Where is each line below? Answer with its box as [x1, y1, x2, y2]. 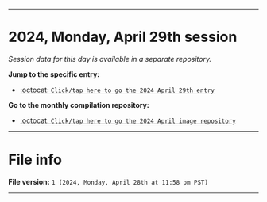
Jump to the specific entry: [8, 69, 100, 79]
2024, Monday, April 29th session [8, 29, 238, 46]
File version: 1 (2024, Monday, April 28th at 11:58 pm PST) [8, 177, 209, 186]
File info [8, 151, 62, 169]
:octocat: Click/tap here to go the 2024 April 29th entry [19, 85, 215, 94]
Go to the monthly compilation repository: [8, 100, 149, 109]
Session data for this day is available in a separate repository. [8, 54, 212, 63]
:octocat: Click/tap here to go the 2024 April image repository [19, 116, 236, 125]
